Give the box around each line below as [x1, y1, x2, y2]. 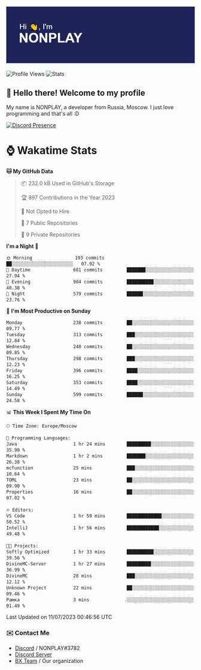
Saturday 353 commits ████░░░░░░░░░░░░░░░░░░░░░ [6, 379, 194, 385]
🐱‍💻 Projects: [6, 543, 39, 549]
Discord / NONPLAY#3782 [14, 645, 80, 652]
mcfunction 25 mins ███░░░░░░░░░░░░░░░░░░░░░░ [6, 465, 194, 471]
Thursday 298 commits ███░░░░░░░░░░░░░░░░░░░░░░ [6, 355, 194, 361]
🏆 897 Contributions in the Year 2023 [20, 194, 115, 201]
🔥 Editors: [6, 507, 34, 513]
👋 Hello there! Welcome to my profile [6, 87, 145, 98]
